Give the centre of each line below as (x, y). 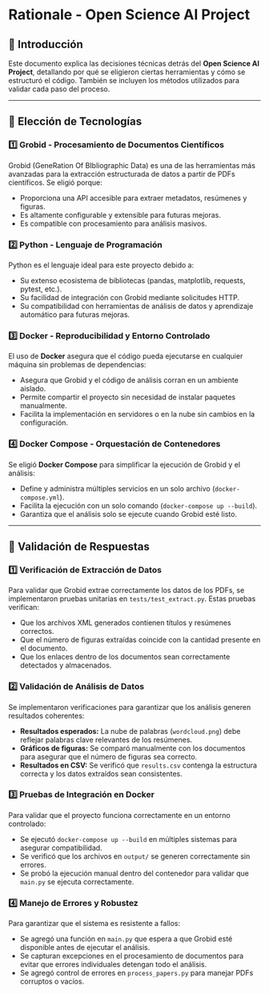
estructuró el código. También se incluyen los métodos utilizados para (124, 80)
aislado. (33, 389)
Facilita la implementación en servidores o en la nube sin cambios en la (137, 415)
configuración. (44, 423)
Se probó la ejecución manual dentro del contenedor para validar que (134, 873)
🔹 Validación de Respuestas (79, 546)
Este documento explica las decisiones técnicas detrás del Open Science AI (134, 63)
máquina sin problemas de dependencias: (77, 365)
